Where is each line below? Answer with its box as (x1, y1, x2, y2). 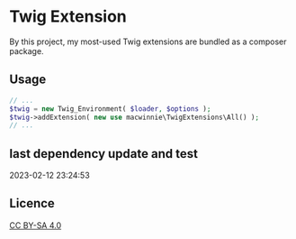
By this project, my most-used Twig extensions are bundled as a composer (9, 36, 287, 47)
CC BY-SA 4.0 (9, 219, 62, 231)
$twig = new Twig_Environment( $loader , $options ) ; (9, 104, 211, 114)
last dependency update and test (9, 146, 198, 161)
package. (9, 45, 44, 56)
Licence (9, 196, 56, 211)
